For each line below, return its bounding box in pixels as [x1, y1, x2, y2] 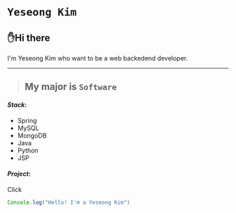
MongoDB [17, 131, 47, 139]
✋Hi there [7, 32, 51, 44]
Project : [7, 169, 32, 178]
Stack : [7, 101, 27, 109]
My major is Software [24, 81, 117, 93]
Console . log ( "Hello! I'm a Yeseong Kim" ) [7, 199, 131, 206]
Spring [17, 116, 37, 124]
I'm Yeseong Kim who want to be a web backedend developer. [7, 54, 188, 62]
